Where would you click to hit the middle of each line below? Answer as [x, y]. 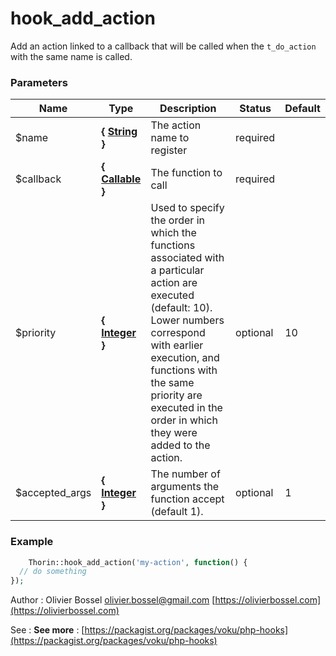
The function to [186, 173]
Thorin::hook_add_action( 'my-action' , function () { [138, 562]
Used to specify [187, 208]
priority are [176, 395]
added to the [180, 445]
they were [174, 433]
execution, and [185, 358]
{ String [119, 132]
